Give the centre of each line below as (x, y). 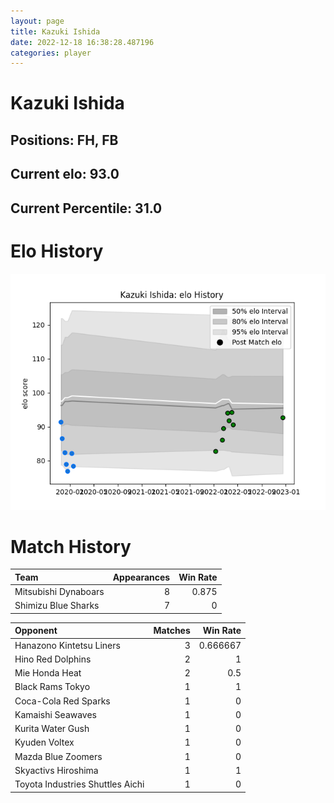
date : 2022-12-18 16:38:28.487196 (82, 42)
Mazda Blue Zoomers (58, 756)
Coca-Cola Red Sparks (62, 701)
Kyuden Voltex (44, 742)
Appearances (141, 577)
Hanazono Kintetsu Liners (67, 645)
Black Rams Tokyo (52, 687)
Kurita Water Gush (52, 729)
